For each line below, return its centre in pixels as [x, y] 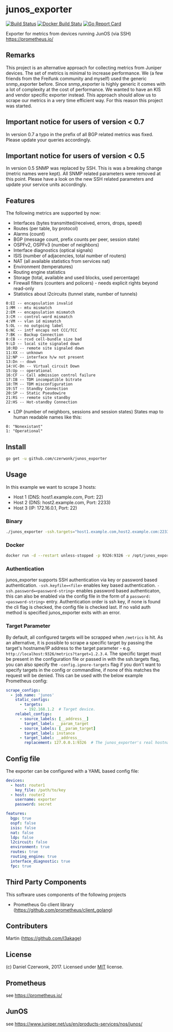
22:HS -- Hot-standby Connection [42, 402]
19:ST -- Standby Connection [37, 389]
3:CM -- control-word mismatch [39, 317]
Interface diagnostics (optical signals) [53, 251]
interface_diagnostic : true [41, 861]
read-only [24, 289]
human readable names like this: [47, 417]
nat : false [22, 833]
